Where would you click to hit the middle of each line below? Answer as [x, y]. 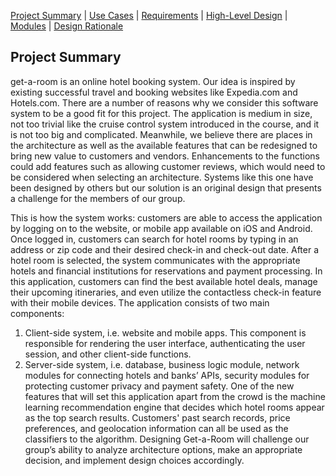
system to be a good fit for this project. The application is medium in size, [161, 113]
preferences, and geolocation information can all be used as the [156, 428]
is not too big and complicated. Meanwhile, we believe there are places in [161, 134]
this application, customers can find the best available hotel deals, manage [164, 281]
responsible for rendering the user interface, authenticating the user [165, 343]
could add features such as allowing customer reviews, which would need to [168, 166]
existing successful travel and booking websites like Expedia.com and [154, 92]
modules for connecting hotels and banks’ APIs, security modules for [167, 375]
